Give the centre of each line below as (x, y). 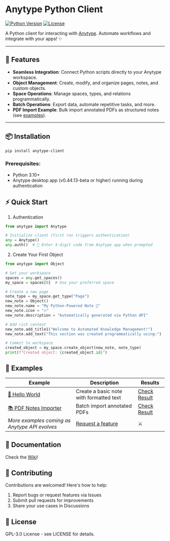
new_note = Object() (27, 301)
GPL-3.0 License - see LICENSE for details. (50, 534)
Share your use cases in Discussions (51, 506)
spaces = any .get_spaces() (34, 278)
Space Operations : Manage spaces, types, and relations (72, 93)
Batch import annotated (104, 406)
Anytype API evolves (32, 427)
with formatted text (98, 397)
